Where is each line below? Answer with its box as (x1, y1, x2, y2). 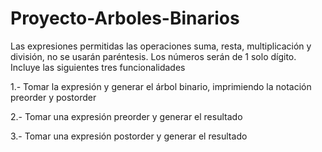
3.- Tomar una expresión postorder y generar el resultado (10, 130, 248, 142)
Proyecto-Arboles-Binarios (10, 7, 240, 30)
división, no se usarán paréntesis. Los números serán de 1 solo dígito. (10, 50, 297, 62)
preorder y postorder (10, 91, 97, 103)
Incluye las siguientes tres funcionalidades (10, 61, 186, 73)
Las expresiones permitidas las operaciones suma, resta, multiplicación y (10, 40, 312, 52)
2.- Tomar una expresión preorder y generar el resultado (10, 110, 243, 122)
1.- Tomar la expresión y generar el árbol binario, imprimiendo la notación (10, 80, 312, 92)
